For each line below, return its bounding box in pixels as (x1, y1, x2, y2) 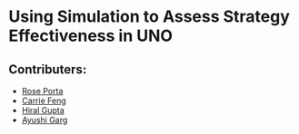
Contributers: (8, 62, 87, 77)
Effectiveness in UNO (8, 25, 174, 46)
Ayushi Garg (21, 115, 68, 125)
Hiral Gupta (21, 105, 65, 115)
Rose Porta (21, 86, 64, 96)
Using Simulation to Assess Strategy (8, 6, 290, 27)
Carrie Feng (21, 95, 67, 106)
